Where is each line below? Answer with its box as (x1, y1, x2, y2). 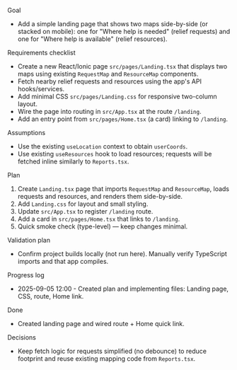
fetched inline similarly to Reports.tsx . (17, 157, 129, 166)
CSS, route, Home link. (17, 292, 84, 300)
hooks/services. (17, 85, 65, 93)
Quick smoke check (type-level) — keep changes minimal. (17, 222, 188, 231)
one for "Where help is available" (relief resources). (17, 35, 168, 43)
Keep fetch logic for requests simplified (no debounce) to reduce (17, 347, 207, 355)
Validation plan (7, 236, 51, 244)
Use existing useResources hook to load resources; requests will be (17, 150, 212, 158)
